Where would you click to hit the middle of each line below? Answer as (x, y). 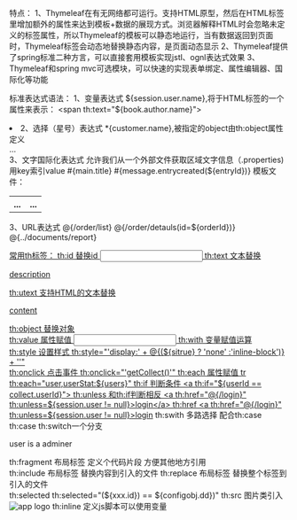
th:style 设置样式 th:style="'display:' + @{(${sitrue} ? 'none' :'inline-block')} (147, 352)
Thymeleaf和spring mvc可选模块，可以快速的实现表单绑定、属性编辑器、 (142, 68)
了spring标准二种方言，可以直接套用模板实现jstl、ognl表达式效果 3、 (134, 57)
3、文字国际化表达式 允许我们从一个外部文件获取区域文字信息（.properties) (147, 159)
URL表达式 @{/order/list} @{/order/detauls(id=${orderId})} (129, 227)
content (23, 310)
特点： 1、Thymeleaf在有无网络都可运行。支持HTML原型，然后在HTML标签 (147, 13)
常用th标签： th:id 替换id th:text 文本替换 (135, 256)
